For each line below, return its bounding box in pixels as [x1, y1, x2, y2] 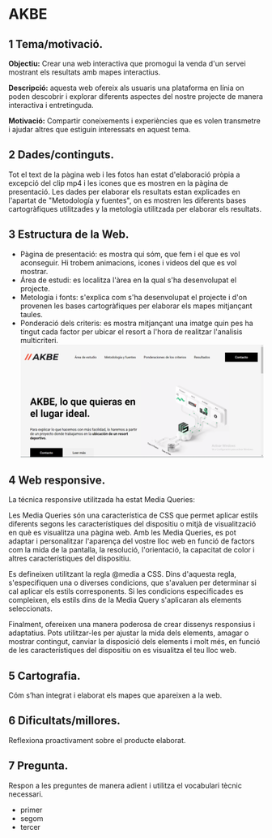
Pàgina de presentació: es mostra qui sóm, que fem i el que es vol [19, 249, 240, 259]
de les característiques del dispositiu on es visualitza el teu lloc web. [8, 646, 237, 655]
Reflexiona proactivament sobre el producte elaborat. [8, 735, 186, 745]
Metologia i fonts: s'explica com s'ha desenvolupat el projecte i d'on [19, 292, 248, 302]
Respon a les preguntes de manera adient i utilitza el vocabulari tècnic [8, 780, 243, 790]
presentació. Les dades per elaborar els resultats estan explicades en [8, 187, 240, 196]
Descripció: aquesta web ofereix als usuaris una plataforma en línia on [8, 83, 244, 92]
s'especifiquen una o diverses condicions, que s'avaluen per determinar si [8, 578, 257, 588]
